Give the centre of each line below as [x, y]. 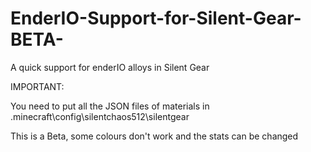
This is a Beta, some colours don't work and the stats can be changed [154, 136]
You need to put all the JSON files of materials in [110, 106]
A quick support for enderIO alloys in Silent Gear [110, 67]
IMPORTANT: [37, 86]
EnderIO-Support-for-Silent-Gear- [156, 18]
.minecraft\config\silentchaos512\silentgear [100, 116]
